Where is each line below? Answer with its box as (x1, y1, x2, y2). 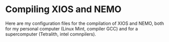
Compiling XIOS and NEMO (5, 4, 122, 15)
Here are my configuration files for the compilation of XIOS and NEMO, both (5, 20, 164, 26)
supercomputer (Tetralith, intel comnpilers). (5, 31, 97, 37)
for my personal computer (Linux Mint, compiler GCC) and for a (5, 25, 138, 31)
